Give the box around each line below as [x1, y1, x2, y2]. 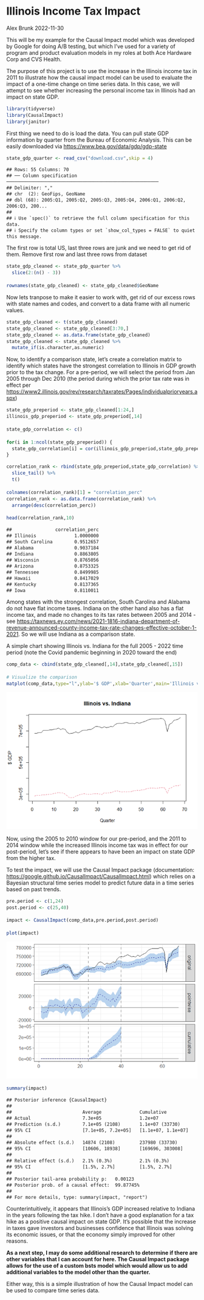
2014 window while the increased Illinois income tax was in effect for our [6, 841, 188, 849]
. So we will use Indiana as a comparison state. [18, 631, 135, 638]
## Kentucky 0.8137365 [6, 582, 99, 588]
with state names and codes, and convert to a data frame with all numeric [6, 300, 191, 307]
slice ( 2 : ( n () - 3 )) [12, 269, 61, 276]
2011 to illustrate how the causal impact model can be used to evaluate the [6, 74, 192, 81]
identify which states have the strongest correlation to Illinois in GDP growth [6, 362, 196, 369]
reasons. [6, 1237, 29, 1245]
